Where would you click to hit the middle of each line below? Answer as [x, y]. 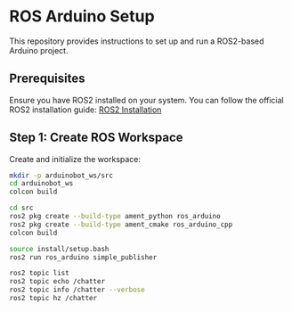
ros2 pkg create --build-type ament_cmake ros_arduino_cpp [121, 225]
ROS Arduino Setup [82, 16]
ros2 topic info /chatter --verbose [77, 290]
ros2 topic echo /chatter [57, 282]
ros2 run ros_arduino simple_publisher [83, 257]
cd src [21, 208]
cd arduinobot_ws [41, 184]
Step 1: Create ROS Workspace [97, 138]
